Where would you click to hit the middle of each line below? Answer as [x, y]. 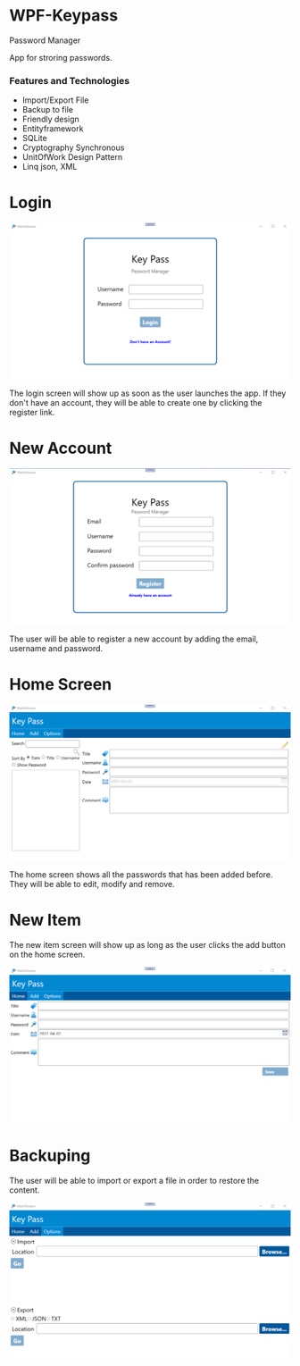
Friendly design [51, 119]
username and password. [56, 649]
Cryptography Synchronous [73, 147]
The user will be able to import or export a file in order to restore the [134, 1181]
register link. [32, 412]
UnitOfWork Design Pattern [72, 157]
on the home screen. [47, 955]
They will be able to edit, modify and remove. [92, 884]
